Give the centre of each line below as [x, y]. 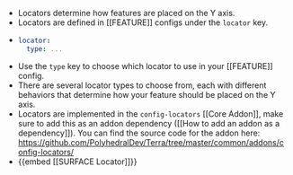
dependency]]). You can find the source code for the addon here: [139, 133]
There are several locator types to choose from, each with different [142, 85]
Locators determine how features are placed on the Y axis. [126, 13]
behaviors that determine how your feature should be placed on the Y [146, 94]
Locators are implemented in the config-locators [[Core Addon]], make [151, 114]
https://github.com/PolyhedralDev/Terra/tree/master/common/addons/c [151, 142]
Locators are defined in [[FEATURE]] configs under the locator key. [142, 22]
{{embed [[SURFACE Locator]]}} [77, 162]
